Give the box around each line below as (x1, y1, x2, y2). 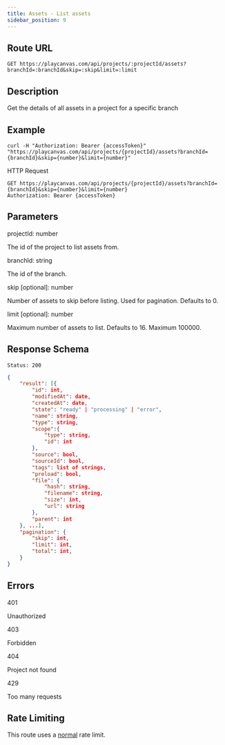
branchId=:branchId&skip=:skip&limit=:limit (7, 67, 137, 73)
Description (7, 85, 59, 97)
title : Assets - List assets (7, 10, 91, 17)
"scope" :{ (32, 426, 60, 432)
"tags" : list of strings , (32, 464, 107, 471)
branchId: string (7, 256, 53, 264)
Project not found (7, 665, 57, 674)
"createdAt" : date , (32, 400, 88, 407)
